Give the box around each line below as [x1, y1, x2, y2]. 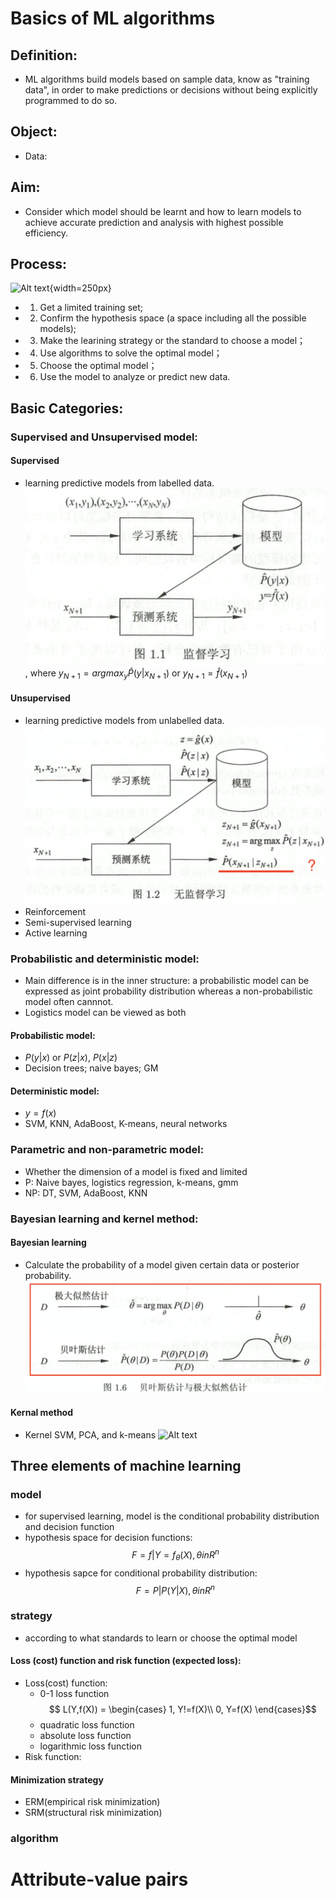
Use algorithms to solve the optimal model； [39, 347, 223, 359]
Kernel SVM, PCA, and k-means [24, 1428, 157, 1441]
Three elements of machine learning [10, 1458, 242, 1475]
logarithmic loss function [39, 1740, 142, 1752]
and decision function [24, 1521, 115, 1533]
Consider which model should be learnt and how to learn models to [24, 205, 302, 217]
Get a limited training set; [39, 302, 143, 314]
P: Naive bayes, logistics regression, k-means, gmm [24, 1176, 239, 1188]
